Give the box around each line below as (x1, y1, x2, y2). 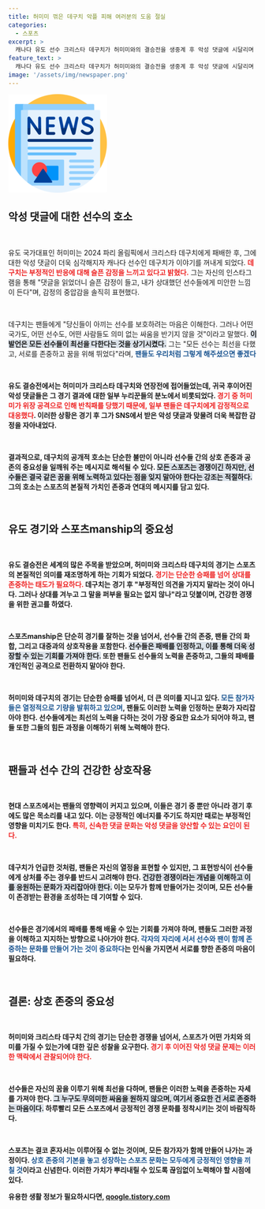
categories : (8, 21, 47, 29)
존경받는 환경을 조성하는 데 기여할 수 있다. (16, 892, 144, 902)
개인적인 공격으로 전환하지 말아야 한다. (8, 661, 125, 670)
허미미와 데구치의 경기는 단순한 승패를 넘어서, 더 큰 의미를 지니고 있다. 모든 (8, 693, 234, 703)
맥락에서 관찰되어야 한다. (16, 1052, 92, 1061)
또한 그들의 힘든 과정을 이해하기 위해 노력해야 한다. (16, 722, 170, 733)
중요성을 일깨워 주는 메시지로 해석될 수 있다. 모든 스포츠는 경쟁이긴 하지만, (22, 462, 247, 472)
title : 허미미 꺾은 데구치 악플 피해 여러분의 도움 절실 (8, 13, 166, 21)
